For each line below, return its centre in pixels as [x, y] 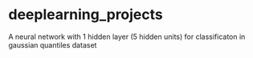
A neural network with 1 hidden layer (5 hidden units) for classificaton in [127, 37]
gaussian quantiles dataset [53, 44]
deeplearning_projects [86, 15]
